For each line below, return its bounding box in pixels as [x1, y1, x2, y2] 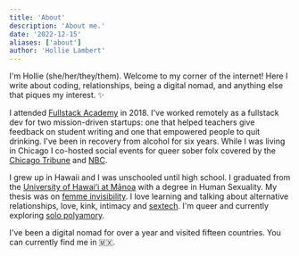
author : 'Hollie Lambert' [9, 46, 105, 55]
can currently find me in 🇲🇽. [9, 237, 116, 248]
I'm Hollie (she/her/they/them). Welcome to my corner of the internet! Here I [9, 70, 288, 81]
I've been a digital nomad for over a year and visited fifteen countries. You [9, 227, 281, 238]
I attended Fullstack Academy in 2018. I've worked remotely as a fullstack [9, 108, 279, 119]
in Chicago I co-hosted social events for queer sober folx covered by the [9, 145, 277, 156]
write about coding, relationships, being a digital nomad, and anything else [9, 80, 284, 91]
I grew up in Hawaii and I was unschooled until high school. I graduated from [9, 172, 291, 183]
